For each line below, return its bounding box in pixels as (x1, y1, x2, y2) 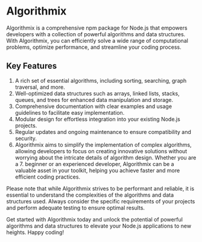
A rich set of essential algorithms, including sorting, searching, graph (14, 77, 187, 84)
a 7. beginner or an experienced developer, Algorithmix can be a (14, 160, 174, 167)
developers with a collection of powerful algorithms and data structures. (6, 30, 186, 37)
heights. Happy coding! (6, 228, 65, 236)
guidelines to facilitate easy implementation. (14, 109, 125, 116)
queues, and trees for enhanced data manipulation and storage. (14, 96, 174, 103)
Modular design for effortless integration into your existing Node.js (14, 115, 181, 123)
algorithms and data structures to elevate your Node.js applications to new (6, 222, 192, 229)
